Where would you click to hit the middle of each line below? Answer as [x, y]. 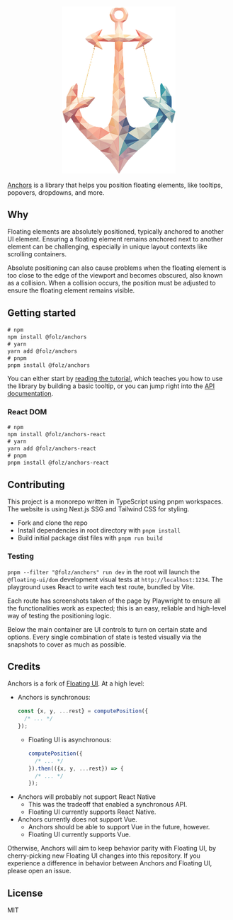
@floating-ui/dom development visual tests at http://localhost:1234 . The [115, 579]
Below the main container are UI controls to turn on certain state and [107, 629]
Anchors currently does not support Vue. [78, 819]
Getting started [42, 313]
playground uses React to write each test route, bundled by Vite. [101, 586]
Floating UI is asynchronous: [70, 739]
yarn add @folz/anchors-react [52, 449]
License [25, 893]
